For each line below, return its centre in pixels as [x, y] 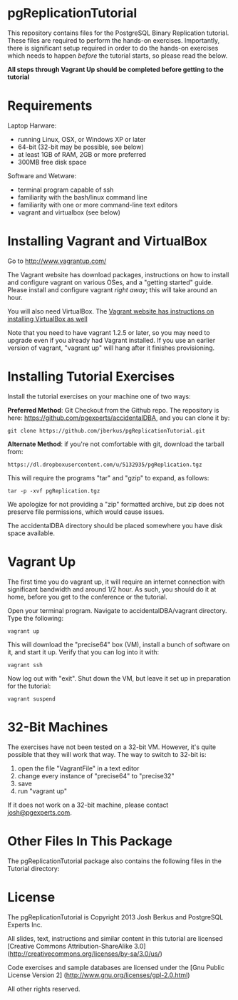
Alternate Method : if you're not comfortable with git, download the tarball [116, 444]
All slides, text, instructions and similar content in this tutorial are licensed [115, 938]
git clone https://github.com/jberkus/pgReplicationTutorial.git [106, 431]
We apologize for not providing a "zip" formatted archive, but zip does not [116, 504]
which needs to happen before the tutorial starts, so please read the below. [118, 56]
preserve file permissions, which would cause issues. [86, 512]
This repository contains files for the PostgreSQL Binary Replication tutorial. [118, 33]
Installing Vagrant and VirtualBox [108, 241]
